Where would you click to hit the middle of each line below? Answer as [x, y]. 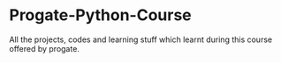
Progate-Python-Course [100, 15]
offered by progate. [44, 48]
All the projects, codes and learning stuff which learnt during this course [140, 39]
